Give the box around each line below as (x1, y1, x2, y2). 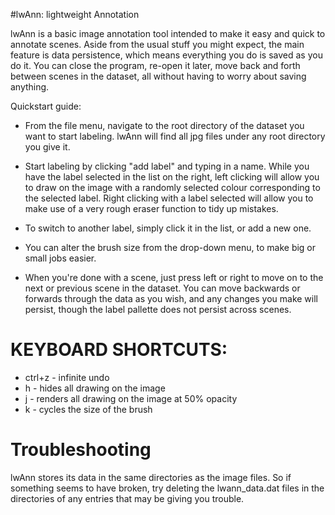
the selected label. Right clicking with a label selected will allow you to (24, 192, 314, 204)
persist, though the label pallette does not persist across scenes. (24, 304, 292, 315)
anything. (10, 81, 50, 93)
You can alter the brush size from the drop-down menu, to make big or (24, 242, 317, 253)
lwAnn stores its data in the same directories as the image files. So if (10, 471, 292, 483)
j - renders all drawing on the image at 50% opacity (24, 392, 238, 404)
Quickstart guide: (10, 100, 82, 112)
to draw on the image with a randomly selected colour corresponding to (24, 182, 321, 193)
